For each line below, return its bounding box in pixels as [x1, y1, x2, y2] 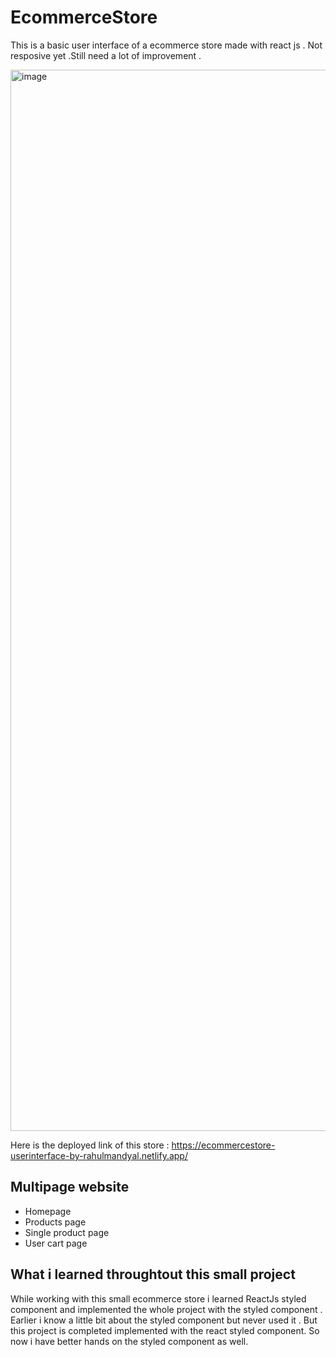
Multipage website [10, 1179, 130, 1196]
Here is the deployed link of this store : [10, 1139, 170, 1151]
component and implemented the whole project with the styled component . [10, 1303, 323, 1315]
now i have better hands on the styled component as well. [10, 1335, 249, 1347]
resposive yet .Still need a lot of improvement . [10, 49, 202, 61]
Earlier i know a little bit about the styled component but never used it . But [10, 1314, 318, 1326]
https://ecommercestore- [171, 1139, 276, 1151]
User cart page [24, 1237, 88, 1249]
